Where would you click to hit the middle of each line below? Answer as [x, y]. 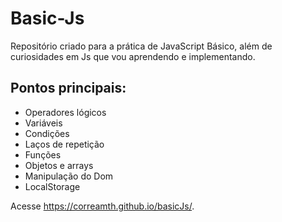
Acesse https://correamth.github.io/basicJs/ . [102, 206]
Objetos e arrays [59, 165]
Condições [47, 133]
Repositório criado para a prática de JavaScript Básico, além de [141, 46]
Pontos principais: [68, 88]
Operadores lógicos [65, 112]
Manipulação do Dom [69, 176]
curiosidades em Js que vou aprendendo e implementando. [133, 56]
